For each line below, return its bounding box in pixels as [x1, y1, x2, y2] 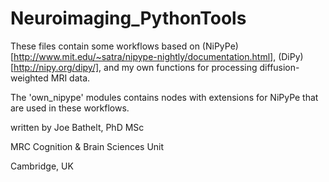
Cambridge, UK [10, 160, 74, 172]
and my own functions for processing [103, 61, 258, 73]
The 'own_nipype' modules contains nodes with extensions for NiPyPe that [10, 91, 319, 103]
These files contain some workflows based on [10, 40, 200, 52]
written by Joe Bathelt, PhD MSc [10, 121, 145, 133]
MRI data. [50, 72, 91, 84]
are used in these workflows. [10, 102, 130, 114]
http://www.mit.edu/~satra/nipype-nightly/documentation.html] [13, 50, 274, 62]
